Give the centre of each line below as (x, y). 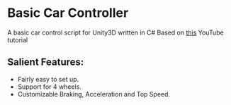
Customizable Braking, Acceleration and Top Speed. (94, 94)
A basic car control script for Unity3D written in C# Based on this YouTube (116, 32)
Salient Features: (46, 62)
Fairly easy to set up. (48, 79)
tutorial (18, 39)
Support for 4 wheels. (49, 87)
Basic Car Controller (68, 13)
